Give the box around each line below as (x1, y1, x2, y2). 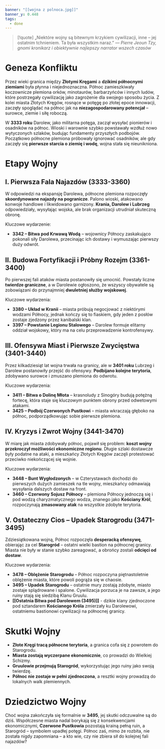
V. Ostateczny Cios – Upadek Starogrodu (5, 516, 133, 524)
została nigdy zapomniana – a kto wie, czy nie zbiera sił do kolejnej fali (5, 733, 149, 739)
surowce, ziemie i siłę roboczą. (5, 110, 68, 116)
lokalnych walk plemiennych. (12, 679, 71, 685)
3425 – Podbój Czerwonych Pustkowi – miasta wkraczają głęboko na (12, 408, 155, 414)
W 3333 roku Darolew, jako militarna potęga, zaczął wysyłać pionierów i (5, 120, 152, 126)
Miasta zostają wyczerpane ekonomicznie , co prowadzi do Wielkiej (12, 653, 152, 659)
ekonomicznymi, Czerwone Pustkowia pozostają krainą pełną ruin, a (5, 723, 145, 729)
